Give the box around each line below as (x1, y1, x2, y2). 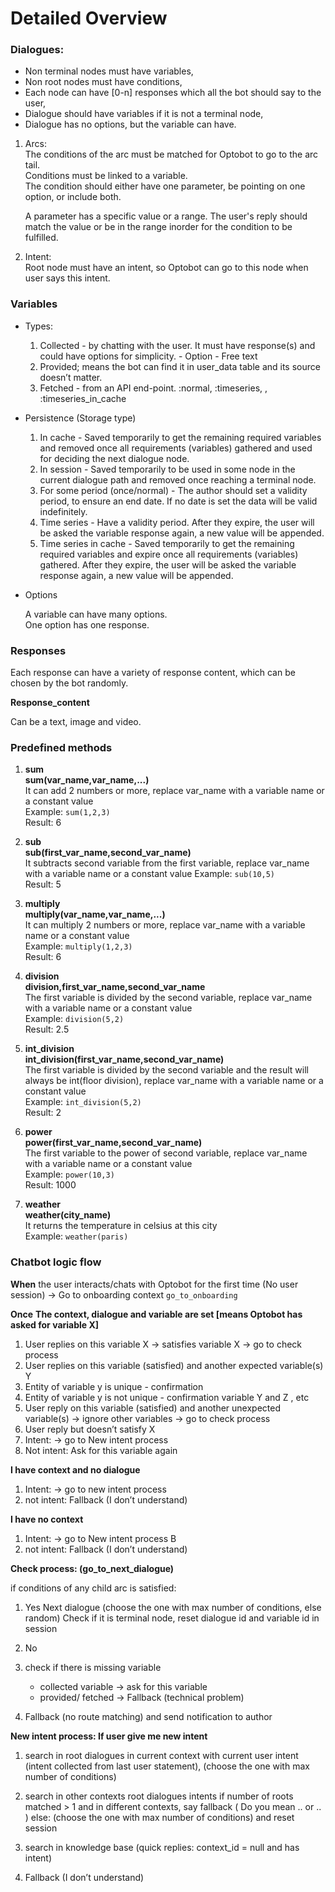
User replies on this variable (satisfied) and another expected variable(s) (24, 1359, 324, 1371)
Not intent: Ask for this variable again (24, 1444, 178, 1456)
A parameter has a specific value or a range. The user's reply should (24, 210, 308, 222)
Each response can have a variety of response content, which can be (10, 667, 296, 679)
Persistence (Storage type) (24, 412, 137, 424)
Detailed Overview (10, 7, 168, 30)
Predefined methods (10, 741, 113, 754)
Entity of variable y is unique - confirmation (24, 1380, 204, 1392)
